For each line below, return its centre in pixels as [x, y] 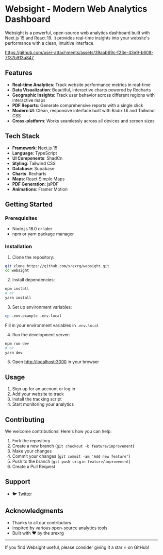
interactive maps [29, 100]
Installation [19, 246]
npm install [17, 289]
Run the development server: [41, 334]
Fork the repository [31, 441]
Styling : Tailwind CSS [34, 163]
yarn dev [14, 353]
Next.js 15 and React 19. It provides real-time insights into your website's [77, 38]
